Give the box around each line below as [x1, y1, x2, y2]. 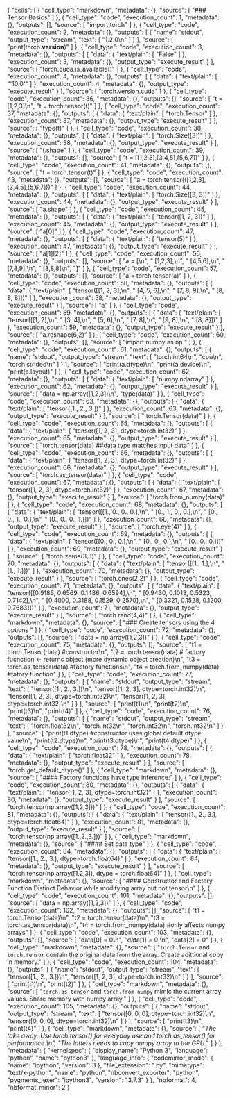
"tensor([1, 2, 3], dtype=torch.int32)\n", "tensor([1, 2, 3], [7, 692, 168, 700]
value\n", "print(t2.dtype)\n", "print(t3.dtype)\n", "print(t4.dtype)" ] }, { [7, 736, 207, 745]
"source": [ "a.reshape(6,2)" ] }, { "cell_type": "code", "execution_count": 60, [7, 331, 226, 339]
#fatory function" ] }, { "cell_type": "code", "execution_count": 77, [7, 670, 193, 678]
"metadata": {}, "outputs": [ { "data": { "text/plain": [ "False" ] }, [7, 50, 187, 58]
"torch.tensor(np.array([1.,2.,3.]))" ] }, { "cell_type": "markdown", [7, 833, 190, 840]
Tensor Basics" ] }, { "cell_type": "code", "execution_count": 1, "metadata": [7, 13, 220, 22]
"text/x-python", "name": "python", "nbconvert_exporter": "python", [7, 1069, 200, 1076]
